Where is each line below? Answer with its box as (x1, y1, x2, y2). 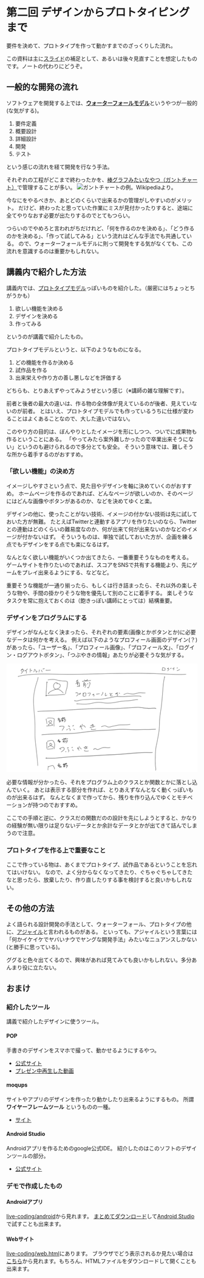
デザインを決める (15, 312, 58, 320)
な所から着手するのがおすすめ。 (6, 450, 86, 458)
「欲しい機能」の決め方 (6, 467, 75, 476)
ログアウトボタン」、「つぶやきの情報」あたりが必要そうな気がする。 (16, 651, 187, 659)
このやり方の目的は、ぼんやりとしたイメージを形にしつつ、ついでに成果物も (6, 428, 197, 435)
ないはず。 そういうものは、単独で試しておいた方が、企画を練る (32, 533, 193, 540)
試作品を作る (15, 366, 47, 374)
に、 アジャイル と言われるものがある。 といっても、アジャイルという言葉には (6, 928, 197, 935)
